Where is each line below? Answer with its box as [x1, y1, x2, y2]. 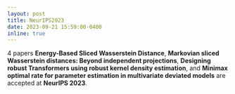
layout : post [7, 10, 46, 18]
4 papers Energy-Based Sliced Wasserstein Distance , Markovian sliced [7, 49, 220, 58]
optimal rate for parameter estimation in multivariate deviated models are [7, 72, 227, 80]
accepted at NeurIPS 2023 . [7, 79, 88, 88]
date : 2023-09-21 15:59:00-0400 [7, 23, 102, 30]
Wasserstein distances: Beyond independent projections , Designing [7, 57, 211, 65]
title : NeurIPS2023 [7, 17, 65, 24]
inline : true [7, 29, 46, 37]
